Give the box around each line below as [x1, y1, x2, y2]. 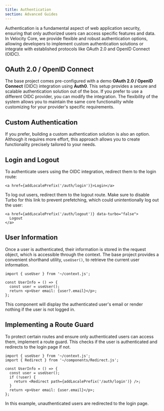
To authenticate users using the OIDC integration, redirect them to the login [5, 168, 156, 174]
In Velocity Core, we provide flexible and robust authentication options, [5, 35, 148, 41]
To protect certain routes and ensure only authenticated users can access [5, 333, 154, 339]
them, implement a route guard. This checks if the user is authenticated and [5, 339, 158, 345]
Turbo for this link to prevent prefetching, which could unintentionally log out [5, 197, 159, 203]
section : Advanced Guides [5, 12, 58, 17]
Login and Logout [5, 156, 60, 164]
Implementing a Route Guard [5, 321, 94, 329]
